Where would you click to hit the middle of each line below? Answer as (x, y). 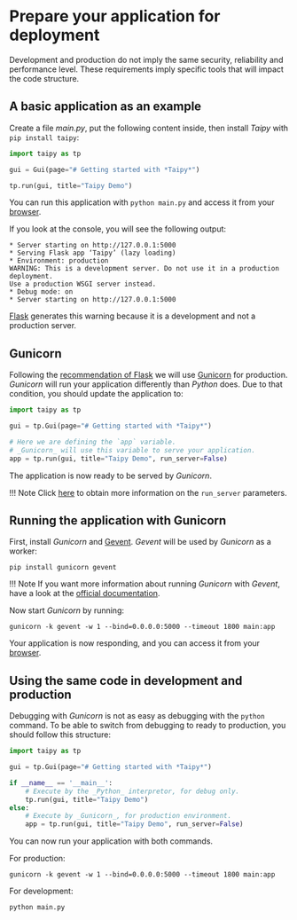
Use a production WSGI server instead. (83, 284)
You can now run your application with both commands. (111, 841)
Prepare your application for (115, 16)
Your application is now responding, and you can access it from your (134, 643)
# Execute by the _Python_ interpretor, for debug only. (133, 791)
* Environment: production (59, 261)
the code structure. (44, 78)
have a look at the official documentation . (85, 594)
